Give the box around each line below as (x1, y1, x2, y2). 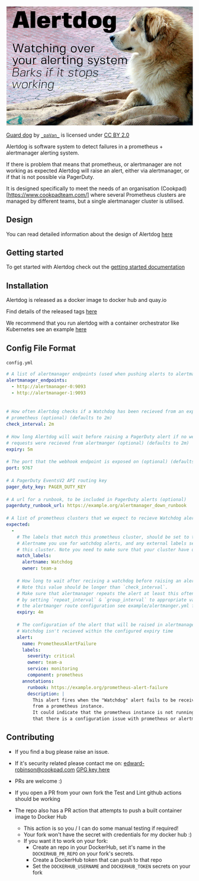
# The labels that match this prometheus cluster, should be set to (17, 534, 190, 540)
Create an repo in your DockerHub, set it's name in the (32, 844, 166, 851)
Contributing (6, 732, 54, 742)
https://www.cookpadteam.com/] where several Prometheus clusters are (8, 191, 186, 198)
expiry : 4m (17, 609, 44, 615)
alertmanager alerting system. (6, 149, 79, 156)
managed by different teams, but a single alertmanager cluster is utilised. (6, 197, 185, 204)
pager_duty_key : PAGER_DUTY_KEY (6, 484, 86, 490)
